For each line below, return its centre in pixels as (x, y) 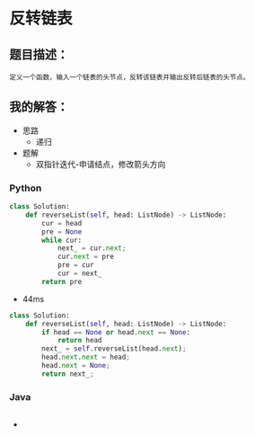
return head (79, 341)
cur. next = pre (86, 257)
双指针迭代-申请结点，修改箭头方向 (101, 164)
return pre (62, 281)
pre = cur (75, 265)
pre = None (62, 231)
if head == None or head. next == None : (116, 332)
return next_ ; (68, 374)
